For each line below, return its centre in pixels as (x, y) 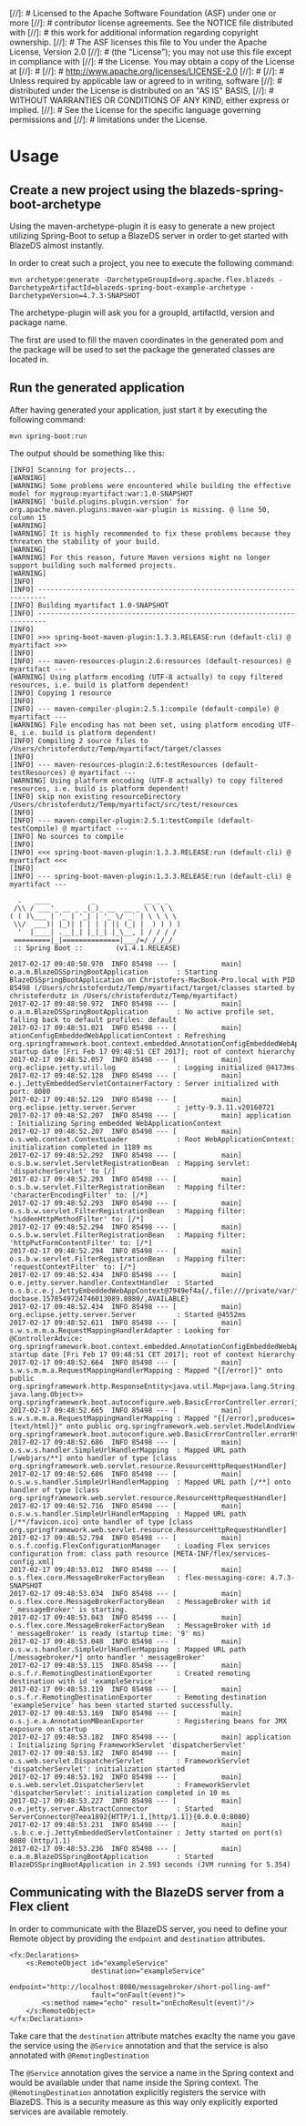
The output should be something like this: (87, 453)
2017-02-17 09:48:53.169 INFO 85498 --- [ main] (126, 1713)
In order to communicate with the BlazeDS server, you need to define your (148, 1928)
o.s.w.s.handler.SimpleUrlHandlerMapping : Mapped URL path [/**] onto (150, 1482)
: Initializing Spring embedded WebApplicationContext (116, 1123)
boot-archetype (56, 204)
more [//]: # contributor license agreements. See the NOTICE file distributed (152, 23)
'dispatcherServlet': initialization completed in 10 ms (120, 1793)
